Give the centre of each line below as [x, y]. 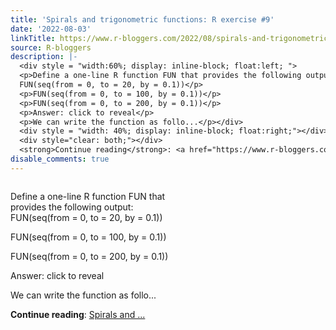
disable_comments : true [60, 159]
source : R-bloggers [51, 47]
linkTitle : [33, 38]
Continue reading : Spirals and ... [78, 314]
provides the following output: [72, 207]
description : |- [44, 57]
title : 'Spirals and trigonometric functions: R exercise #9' [142, 19]
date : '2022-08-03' [51, 29]
